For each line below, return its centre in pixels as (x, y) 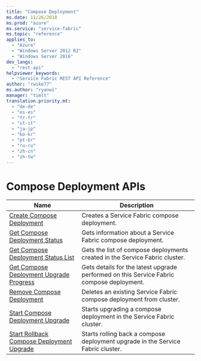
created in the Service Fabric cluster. (133, 257)
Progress (22, 282)
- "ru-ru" (24, 145)
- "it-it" (24, 124)
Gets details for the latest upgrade (130, 267)
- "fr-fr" (24, 118)
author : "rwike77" (29, 85)
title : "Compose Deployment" (42, 12)
